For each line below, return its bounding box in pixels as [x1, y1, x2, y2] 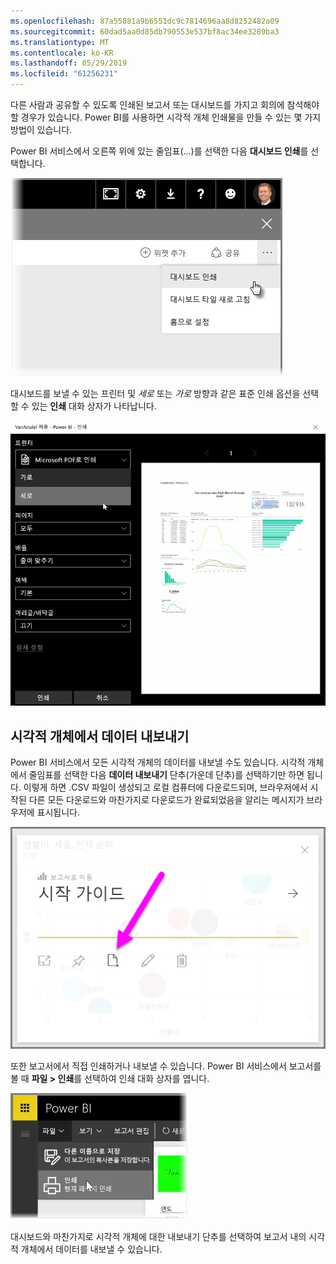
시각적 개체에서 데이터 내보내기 [10, 728, 190, 745]
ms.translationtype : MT [10, 37, 110, 47]
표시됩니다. [36, 806, 81, 819]
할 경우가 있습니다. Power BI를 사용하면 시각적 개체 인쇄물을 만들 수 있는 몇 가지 [10, 111, 322, 123]
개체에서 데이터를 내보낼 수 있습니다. [20, 1243, 163, 1255]
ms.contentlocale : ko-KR [10, 48, 114, 58]
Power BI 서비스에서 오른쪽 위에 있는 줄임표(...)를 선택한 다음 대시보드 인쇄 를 [10, 145, 309, 157]
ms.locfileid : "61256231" [10, 69, 118, 79]
